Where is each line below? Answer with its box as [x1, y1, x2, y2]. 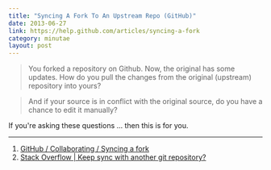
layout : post [8, 42, 52, 50]
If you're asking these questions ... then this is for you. [8, 121, 189, 131]
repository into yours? [27, 81, 102, 91]
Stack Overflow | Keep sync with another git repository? [19, 152, 206, 162]
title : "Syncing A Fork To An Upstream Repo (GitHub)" [8, 11, 197, 20]
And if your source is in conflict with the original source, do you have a [27, 97, 263, 106]
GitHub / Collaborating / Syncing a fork [19, 144, 149, 154]
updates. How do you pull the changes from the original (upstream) [27, 73, 252, 82]
